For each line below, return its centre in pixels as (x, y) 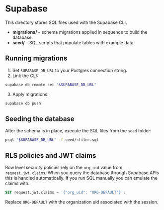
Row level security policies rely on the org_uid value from (64, 167)
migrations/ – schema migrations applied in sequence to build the (80, 32)
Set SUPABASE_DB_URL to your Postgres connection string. (70, 70)
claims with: (17, 183)
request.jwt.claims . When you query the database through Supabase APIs (82, 173)
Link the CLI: (25, 76)
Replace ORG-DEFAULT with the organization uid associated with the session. (82, 202)
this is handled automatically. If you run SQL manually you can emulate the (81, 178)
